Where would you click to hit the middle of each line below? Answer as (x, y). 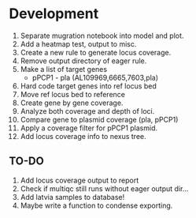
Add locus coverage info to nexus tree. (83, 136)
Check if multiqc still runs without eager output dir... (104, 188)
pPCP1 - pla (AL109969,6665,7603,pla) (95, 77)
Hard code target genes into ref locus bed (88, 86)
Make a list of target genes (64, 69)
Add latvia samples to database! (72, 197)
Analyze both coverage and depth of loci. (87, 111)
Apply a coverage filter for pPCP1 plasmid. (89, 128)
